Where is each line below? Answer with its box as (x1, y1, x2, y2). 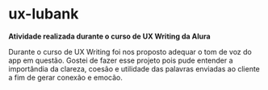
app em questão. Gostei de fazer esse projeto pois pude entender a (8, 55, 233, 65)
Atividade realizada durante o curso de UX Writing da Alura (8, 31, 211, 41)
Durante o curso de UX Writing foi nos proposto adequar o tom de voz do (8, 47, 252, 56)
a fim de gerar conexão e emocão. (8, 72, 124, 82)
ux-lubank (8, 5, 79, 23)
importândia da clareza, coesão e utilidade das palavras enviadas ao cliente (8, 63, 261, 73)
